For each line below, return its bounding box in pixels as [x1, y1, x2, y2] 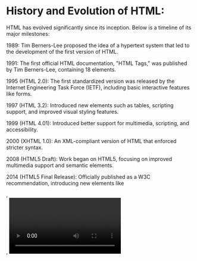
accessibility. [6, 126, 39, 133]
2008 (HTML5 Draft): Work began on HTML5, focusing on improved [6, 155, 173, 162]
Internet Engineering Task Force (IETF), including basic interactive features [6, 83, 190, 91]
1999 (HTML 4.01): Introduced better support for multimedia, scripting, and [6, 119, 189, 126]
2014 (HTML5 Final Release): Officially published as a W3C [6, 173, 151, 180]
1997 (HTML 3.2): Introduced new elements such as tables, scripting [6, 101, 174, 108]
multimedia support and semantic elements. [6, 161, 114, 169]
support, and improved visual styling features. [6, 108, 119, 115]
